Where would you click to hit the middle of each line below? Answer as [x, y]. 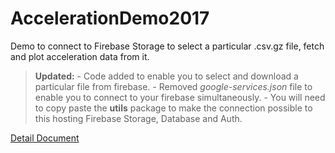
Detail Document [45, 138]
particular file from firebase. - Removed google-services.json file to [173, 86]
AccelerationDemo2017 [110, 18]
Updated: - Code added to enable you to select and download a [166, 76]
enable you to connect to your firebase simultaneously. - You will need [180, 97]
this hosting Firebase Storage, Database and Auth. [138, 118]
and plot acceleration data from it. [80, 56]
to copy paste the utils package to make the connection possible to [173, 108]
